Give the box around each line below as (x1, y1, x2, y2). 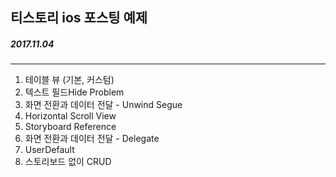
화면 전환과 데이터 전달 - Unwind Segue (24, 99, 183, 111)
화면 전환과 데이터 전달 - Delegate (24, 133, 160, 145)
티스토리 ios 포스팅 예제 (10, 9, 148, 27)
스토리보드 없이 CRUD (24, 156, 112, 168)
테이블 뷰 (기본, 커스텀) (24, 74, 115, 86)
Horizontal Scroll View (24, 110, 117, 122)
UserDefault (24, 144, 75, 156)
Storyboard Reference (24, 121, 117, 133)
